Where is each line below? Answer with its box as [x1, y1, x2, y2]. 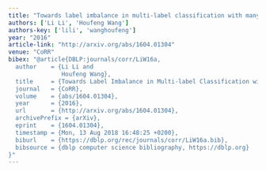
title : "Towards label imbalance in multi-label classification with [8, 11, 243, 20]
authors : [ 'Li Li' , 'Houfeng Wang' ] [8, 19, 129, 27]
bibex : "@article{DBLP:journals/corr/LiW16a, [8, 56, 161, 64]
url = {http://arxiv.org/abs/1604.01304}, [15, 107, 179, 115]
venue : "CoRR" [8, 48, 55, 56]
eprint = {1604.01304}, [15, 121, 104, 129]
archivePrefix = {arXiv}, [15, 114, 101, 122]
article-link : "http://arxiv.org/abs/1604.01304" [8, 41, 176, 49]
